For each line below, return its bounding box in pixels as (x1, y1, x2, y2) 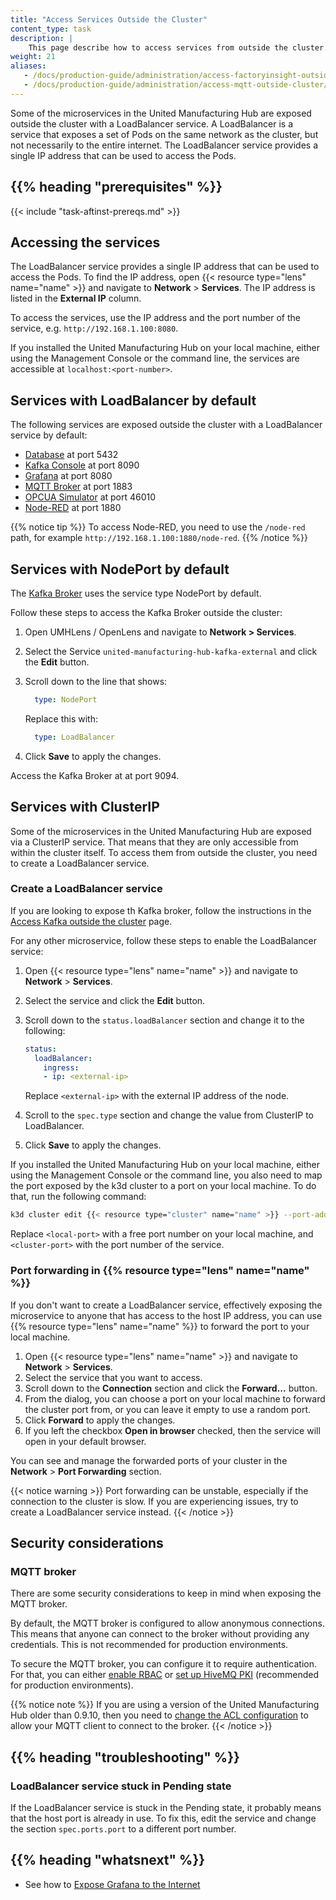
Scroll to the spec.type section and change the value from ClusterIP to (24, 1109, 314, 1121)
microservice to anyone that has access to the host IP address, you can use (10, 1309, 323, 1321)
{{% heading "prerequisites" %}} (10, 179, 223, 196)
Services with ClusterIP (10, 799, 160, 816)
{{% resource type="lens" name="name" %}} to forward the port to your (10, 1320, 310, 1332)
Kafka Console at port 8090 (24, 459, 140, 471)
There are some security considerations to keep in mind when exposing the (10, 1587, 322, 1600)
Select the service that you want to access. (24, 1371, 203, 1383)
